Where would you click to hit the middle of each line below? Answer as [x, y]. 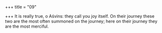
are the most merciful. [27, 26]
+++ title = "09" [21, 7]
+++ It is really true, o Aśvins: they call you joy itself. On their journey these [80, 16]
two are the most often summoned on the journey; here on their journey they [81, 21]
